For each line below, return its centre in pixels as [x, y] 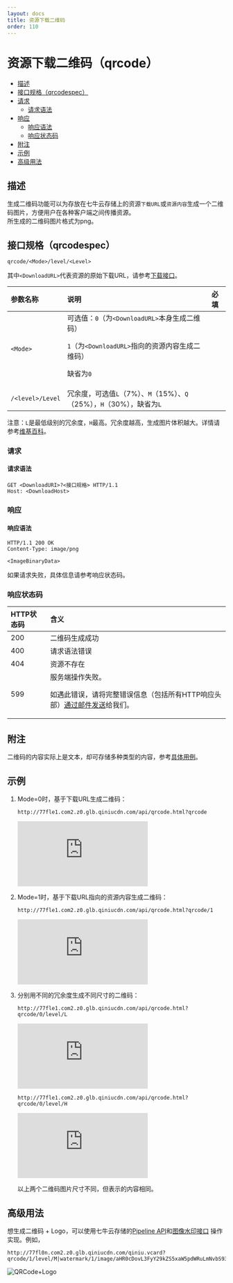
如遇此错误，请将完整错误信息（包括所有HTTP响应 [132, 695]
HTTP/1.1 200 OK [31, 543]
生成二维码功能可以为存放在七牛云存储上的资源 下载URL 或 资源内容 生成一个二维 [115, 204]
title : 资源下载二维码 [36, 20]
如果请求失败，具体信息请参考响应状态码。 [68, 575]
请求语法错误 [71, 652]
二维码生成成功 [74, 638]
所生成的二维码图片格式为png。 [52, 221]
